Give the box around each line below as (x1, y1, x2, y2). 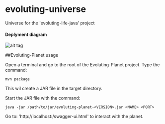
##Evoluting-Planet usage (5, 52, 59, 58)
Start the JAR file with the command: (5, 95, 81, 101)
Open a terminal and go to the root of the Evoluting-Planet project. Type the (5, 62, 160, 68)
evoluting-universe (5, 3, 86, 15)
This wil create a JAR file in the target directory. (5, 86, 103, 92)
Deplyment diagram (5, 31, 47, 37)
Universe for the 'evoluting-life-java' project (5, 20, 95, 26)
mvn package (5, 77, 30, 82)
